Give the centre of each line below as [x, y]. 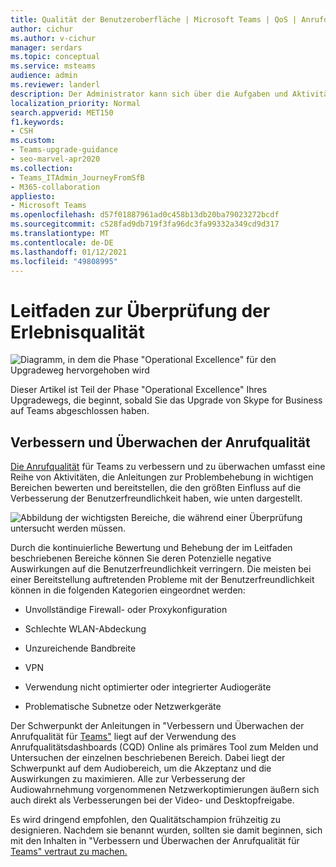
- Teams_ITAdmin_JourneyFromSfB [77, 177]
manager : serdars [46, 47]
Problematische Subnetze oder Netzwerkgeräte [123, 707]
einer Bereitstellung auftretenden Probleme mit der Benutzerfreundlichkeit [162, 580]
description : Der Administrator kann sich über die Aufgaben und [149, 94]
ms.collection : [42, 168]
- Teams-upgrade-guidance [64, 150]
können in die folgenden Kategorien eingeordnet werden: [128, 590]
